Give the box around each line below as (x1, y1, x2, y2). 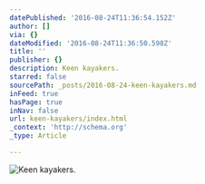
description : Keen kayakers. (9, 64, 120, 73)
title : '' (9, 47, 47, 56)
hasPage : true (9, 97, 63, 107)
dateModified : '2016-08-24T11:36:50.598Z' (9, 38, 172, 48)
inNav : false (9, 106, 59, 115)
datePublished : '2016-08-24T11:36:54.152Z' (9, 13, 177, 23)
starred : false (9, 73, 67, 82)
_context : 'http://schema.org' (9, 123, 128, 132)
